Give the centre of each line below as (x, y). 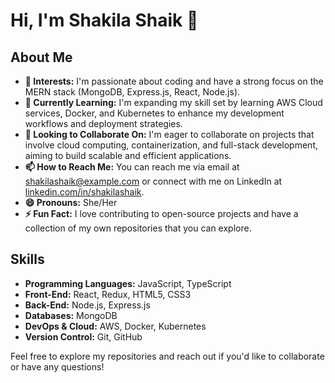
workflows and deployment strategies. (103, 123)
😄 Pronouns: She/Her (71, 202)
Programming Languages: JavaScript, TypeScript (128, 283)
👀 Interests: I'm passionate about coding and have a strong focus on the (174, 81)
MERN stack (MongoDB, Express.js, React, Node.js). (132, 92)
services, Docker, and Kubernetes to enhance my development (154, 113)
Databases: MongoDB (71, 315)
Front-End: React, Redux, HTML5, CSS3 (108, 294)
